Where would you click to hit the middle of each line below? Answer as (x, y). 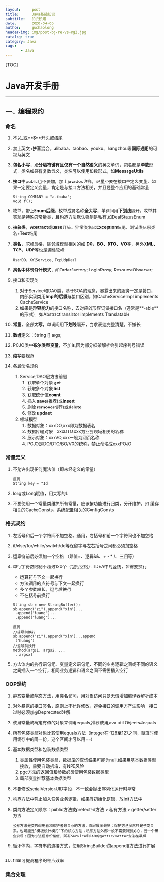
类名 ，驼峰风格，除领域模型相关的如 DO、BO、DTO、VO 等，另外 (78, 244)
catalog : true (20, 37)
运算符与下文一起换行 (41, 577)
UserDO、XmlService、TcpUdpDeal (45, 260)
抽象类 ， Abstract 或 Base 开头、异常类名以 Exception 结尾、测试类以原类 (84, 227)
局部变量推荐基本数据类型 (46, 778)
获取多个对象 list (44, 389)
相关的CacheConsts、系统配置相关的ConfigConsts (63, 510)
